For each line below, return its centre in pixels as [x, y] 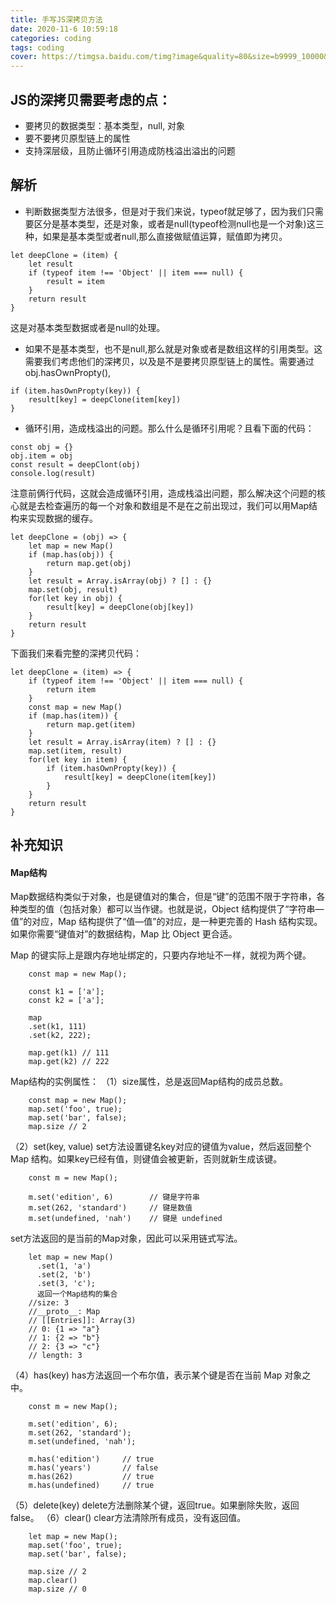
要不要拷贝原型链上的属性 [77, 138]
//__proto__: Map [64, 1312]
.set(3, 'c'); [66, 1284]
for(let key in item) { [78, 759]
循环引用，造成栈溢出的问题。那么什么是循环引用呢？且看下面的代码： [169, 428]
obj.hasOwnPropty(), [68, 372]
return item [71, 689]
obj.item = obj [42, 456]
